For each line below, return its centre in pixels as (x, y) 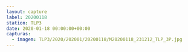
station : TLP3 (24, 23)
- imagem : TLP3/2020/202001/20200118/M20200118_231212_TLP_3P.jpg (97, 39)
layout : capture (27, 12)
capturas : (19, 34)
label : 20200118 (27, 17)
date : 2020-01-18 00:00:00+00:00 (48, 28)
